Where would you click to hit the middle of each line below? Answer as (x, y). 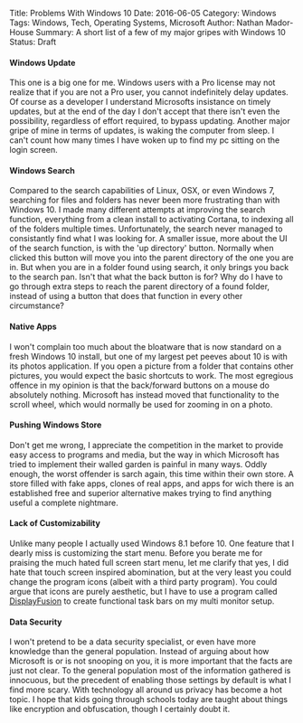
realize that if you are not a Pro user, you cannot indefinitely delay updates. (149, 92)
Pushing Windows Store (56, 425)
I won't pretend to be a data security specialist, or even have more (133, 642)
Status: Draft (33, 42)
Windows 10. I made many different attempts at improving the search (137, 210)
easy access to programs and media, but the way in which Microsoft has (145, 455)
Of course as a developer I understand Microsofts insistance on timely (140, 102)
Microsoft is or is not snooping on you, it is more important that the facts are (151, 661)
